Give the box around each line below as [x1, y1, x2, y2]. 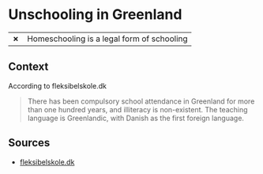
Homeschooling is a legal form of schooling [27, 33, 188, 44]
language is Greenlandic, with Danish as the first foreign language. [27, 113, 245, 123]
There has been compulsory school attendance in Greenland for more [27, 96, 255, 106]
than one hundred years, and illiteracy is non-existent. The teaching [27, 104, 248, 114]
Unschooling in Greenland [8, 6, 182, 24]
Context [8, 60, 49, 74]
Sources [8, 136, 51, 149]
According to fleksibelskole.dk [8, 81, 107, 90]
